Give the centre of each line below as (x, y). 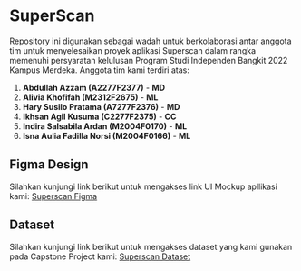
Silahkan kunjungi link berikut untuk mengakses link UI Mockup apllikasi (144, 186)
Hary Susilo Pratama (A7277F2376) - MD (101, 106)
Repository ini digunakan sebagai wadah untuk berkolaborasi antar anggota (150, 41)
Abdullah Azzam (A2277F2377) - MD (94, 87)
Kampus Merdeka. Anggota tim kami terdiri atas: (100, 70)
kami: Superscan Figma (53, 196)
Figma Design (49, 165)
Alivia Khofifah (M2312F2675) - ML (90, 97)
